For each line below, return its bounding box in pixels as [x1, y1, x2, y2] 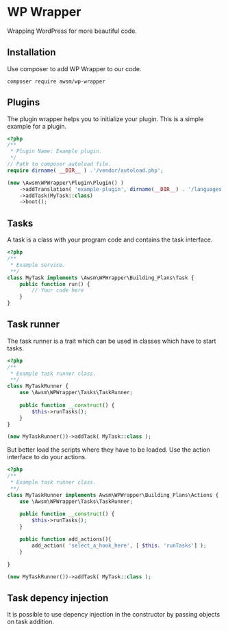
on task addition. [7, 617, 55, 626]
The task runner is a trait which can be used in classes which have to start [7, 337, 216, 345]
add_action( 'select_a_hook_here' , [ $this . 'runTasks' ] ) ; [31, 542, 207, 549]
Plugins [7, 96, 40, 108]
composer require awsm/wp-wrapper [7, 78, 106, 85]
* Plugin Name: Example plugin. [10, 148, 103, 155]
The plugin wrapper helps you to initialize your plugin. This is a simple [7, 114, 204, 123]
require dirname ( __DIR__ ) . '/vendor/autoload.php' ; [7, 167, 164, 174]
